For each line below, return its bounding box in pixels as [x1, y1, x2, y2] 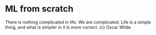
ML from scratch [5, 3, 74, 14]
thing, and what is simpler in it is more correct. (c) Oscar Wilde [5, 24, 131, 30]
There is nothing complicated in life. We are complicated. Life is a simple [5, 19, 151, 25]
